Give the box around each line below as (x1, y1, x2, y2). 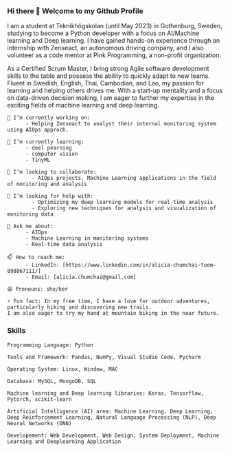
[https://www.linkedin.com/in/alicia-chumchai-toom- (62, 262, 216, 269)
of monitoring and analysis (7, 181, 88, 188)
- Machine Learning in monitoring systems (25, 235, 149, 242)
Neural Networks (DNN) (7, 420, 72, 427)
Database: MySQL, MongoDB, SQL (7, 378, 97, 384)
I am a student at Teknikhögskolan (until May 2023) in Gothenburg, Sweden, (7, 22, 222, 30)
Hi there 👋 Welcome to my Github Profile (7, 6, 144, 16)
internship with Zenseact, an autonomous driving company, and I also (7, 44, 204, 52)
